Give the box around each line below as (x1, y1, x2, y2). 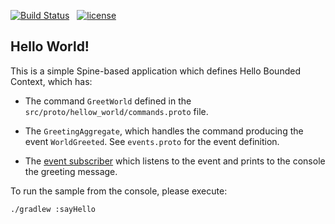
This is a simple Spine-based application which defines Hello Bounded (10, 65, 301, 77)
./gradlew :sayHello (10, 204, 97, 214)
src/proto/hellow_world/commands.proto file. (24, 105, 209, 117)
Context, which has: (10, 75, 93, 87)
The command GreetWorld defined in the (24, 95, 192, 107)
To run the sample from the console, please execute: (10, 185, 228, 197)
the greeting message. (24, 165, 118, 177)
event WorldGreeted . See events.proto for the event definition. (24, 135, 280, 147)
